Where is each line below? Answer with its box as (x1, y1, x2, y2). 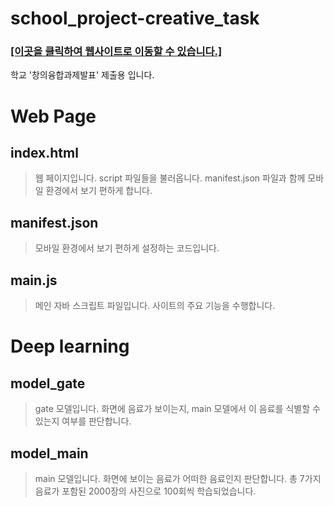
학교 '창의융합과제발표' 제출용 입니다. (10, 69, 155, 81)
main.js (10, 272, 58, 289)
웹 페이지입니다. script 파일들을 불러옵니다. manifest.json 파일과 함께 (34, 172, 306, 184)
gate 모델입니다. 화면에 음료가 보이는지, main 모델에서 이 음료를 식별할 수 (34, 403, 321, 415)
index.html (10, 145, 79, 162)
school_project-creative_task (10, 7, 260, 30)
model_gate (10, 375, 86, 392)
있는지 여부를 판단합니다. (34, 415, 132, 427)
